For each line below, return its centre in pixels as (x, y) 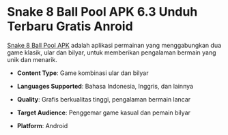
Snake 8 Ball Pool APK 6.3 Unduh (102, 12)
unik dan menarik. (32, 59)
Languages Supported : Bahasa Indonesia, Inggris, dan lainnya (105, 86)
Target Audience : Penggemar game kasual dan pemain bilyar (104, 112)
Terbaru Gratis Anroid (70, 26)
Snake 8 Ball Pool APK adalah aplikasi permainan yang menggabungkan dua (114, 45)
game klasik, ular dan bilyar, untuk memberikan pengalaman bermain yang (112, 52)
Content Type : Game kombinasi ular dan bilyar (83, 73)
